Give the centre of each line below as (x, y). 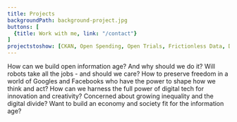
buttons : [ (23, 27)
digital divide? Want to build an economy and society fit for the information (116, 103)
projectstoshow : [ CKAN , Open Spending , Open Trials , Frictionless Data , (116, 46)
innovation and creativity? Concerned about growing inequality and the (110, 96)
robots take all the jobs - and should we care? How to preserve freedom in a (118, 74)
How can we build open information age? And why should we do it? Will (111, 66)
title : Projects (31, 14)
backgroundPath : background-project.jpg (68, 20)
